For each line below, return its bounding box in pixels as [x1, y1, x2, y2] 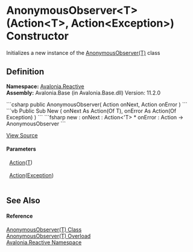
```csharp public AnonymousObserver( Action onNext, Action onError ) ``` [6, 101, 188, 108]
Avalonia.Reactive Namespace [6, 239, 82, 246]
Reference [6, 212, 33, 219]
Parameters [6, 145, 36, 153]
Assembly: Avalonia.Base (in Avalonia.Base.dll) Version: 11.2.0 [6, 89, 161, 96]
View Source [6, 131, 38, 139]
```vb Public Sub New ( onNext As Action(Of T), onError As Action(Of [6, 107, 177, 115]
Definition [6, 67, 44, 77]
